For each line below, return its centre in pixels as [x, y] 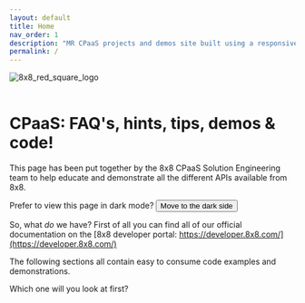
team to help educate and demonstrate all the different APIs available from [148, 178]
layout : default [40, 18]
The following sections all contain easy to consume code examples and [143, 262]
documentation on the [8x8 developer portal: [93, 235]
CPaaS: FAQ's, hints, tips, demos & [143, 124]
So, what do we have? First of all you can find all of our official [126, 225]
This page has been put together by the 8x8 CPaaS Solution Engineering [145, 168]
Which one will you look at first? [69, 289]
